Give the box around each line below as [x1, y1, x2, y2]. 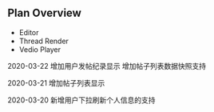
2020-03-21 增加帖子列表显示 [7, 78, 105, 87]
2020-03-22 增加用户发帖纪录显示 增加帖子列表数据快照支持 [7, 61, 207, 70]
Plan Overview [7, 6, 81, 20]
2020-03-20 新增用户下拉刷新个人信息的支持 [7, 95, 156, 105]
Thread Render [18, 36, 69, 46]
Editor [18, 27, 39, 37]
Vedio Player [18, 44, 61, 54]
